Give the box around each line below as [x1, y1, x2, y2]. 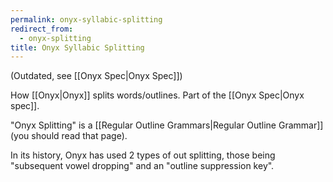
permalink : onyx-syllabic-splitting [10, 14, 163, 25]
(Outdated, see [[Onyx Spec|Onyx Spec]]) [10, 70, 183, 82]
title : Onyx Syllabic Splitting [10, 42, 145, 53]
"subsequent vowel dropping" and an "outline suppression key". [10, 160, 275, 172]
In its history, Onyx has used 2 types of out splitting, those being [10, 149, 276, 161]
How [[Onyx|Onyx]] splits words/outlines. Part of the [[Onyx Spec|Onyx [10, 89, 305, 101]
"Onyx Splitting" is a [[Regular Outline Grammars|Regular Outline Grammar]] [10, 119, 324, 131]
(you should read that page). [10, 130, 128, 142]
